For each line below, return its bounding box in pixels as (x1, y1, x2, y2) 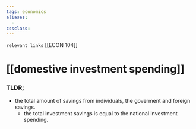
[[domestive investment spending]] (6, 62, 185, 76)
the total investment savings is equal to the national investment (23, 109, 178, 117)
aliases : (6, 14, 28, 20)
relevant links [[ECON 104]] (6, 42, 78, 49)
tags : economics (6, 8, 46, 15)
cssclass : (6, 25, 31, 32)
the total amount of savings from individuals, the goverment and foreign (14, 97, 191, 104)
